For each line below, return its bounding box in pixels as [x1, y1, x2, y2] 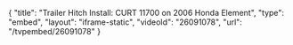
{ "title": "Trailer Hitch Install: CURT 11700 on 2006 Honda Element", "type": [8, 8, 285, 18]
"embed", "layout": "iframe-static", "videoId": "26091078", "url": [8, 17, 242, 27]
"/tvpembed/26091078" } [8, 26, 102, 36]
